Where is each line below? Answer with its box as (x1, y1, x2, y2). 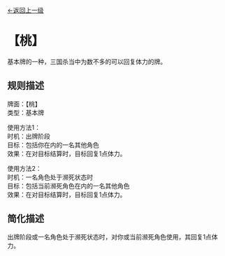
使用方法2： (7, 164, 42, 172)
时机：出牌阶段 (7, 132, 50, 140)
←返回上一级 (7, 6, 44, 14)
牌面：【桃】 (7, 100, 41, 108)
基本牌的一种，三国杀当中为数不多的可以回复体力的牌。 (7, 57, 166, 66)
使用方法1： (7, 123, 41, 131)
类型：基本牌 (7, 108, 44, 116)
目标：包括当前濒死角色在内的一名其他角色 (7, 181, 130, 190)
